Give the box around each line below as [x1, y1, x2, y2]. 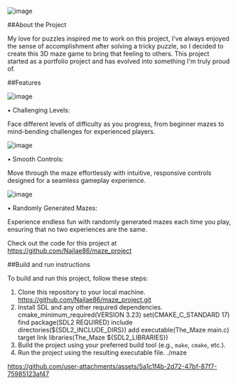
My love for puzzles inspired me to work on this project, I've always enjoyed [7, 34, 229, 43]
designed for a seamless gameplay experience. [7, 176, 146, 184]
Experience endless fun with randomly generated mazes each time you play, [7, 218, 231, 226]
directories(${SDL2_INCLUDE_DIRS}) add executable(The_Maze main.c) [17, 326, 229, 334]
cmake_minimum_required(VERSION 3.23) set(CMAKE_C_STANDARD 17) [17, 310, 230, 319]
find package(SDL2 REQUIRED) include [17, 318, 133, 327]
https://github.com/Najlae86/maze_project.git [17, 295, 151, 304]
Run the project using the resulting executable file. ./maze [17, 349, 187, 357]
